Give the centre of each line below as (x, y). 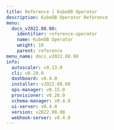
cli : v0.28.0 (28, 73)
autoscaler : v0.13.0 (37, 67)
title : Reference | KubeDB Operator (52, 12)
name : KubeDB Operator (45, 40)
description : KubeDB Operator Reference (57, 17)
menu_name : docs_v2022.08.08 (42, 56)
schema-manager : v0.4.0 (41, 101)
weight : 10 (30, 46)
